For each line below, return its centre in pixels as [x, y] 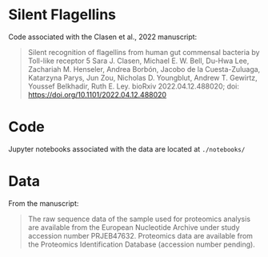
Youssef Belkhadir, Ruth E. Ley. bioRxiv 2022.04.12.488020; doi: [134, 86]
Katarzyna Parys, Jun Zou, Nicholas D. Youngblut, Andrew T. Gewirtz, [142, 77]
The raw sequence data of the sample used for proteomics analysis [139, 219]
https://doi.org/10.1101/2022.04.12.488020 [97, 94]
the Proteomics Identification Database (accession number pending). [142, 244]
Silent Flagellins [62, 15]
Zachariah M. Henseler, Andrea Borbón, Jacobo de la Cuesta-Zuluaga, [144, 69]
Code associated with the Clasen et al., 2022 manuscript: [103, 37]
